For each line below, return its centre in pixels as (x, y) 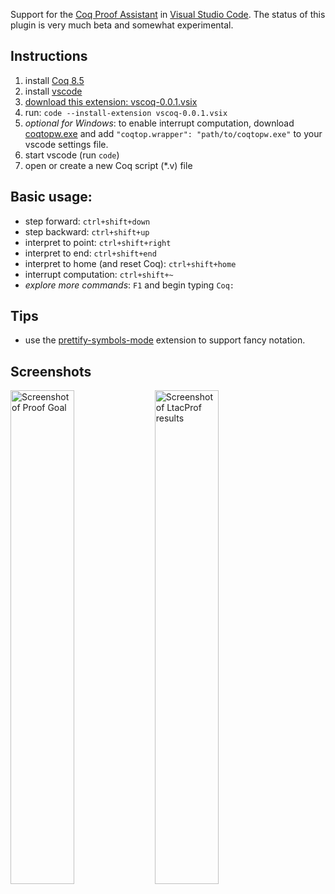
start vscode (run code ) (72, 155)
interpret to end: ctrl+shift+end (90, 253)
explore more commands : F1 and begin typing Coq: (129, 285)
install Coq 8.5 (54, 80)
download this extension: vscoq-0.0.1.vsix (111, 101)
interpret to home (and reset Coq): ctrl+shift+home (130, 263)
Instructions (49, 56)
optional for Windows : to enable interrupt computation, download (159, 123)
